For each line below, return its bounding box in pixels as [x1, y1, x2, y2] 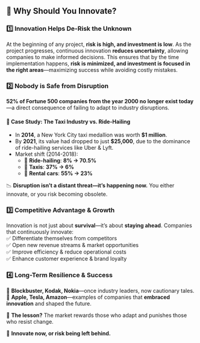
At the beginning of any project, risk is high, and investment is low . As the [6, 40, 192, 48]
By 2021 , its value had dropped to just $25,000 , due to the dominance [14, 138, 191, 145]
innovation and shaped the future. [6, 300, 92, 307]
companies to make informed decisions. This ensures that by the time [6, 53, 180, 60]
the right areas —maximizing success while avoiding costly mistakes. [6, 66, 178, 73]
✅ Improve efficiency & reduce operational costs [6, 248, 127, 255]
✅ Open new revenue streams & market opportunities [6, 242, 139, 249]
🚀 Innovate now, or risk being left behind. [6, 330, 111, 337]
